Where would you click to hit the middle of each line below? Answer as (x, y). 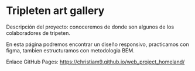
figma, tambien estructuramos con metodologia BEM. (70, 50)
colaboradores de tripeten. (38, 33)
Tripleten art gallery (55, 11)
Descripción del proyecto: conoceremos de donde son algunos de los (90, 27)
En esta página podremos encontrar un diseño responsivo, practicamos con (97, 44)
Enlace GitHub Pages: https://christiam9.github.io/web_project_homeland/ (95, 62)
